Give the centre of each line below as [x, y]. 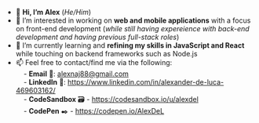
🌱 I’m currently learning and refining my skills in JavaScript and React [130, 45]
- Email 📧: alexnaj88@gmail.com [76, 74]
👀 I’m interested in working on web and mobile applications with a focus [133, 20]
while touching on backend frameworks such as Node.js [106, 54]
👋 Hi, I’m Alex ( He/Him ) [53, 12]
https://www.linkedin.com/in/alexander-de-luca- [146, 82]
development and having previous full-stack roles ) [97, 37]
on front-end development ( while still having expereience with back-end [132, 29]
